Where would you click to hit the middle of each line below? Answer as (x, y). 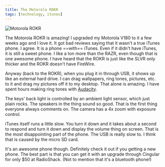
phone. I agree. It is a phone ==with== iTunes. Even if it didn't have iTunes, (81, 48)
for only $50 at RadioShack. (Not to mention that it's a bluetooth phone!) (78, 159)
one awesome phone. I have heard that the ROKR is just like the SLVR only (80, 58)
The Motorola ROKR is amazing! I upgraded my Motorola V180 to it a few (78, 38)
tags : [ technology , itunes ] (34, 14)
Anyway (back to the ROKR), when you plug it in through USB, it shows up (80, 73)
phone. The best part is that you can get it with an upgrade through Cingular (82, 154)
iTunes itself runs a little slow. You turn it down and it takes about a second (81, 124)
